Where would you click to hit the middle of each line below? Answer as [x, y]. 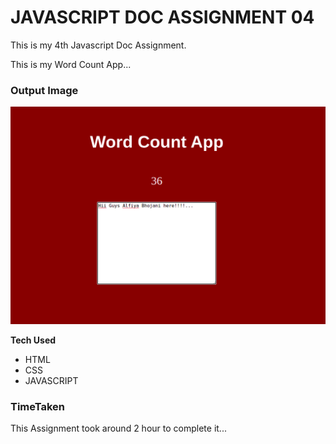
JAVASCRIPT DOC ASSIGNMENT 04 [162, 17]
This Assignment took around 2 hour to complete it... [118, 428]
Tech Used [33, 340]
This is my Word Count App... [71, 64]
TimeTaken [38, 406]
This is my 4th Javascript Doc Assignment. [98, 45]
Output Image [44, 90]
